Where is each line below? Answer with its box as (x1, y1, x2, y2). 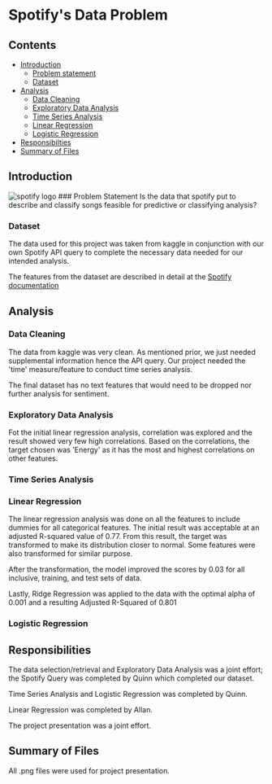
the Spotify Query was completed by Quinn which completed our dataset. (8, 673, 255, 683)
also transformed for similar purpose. (8, 549, 133, 558)
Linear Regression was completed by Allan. (8, 705, 153, 715)
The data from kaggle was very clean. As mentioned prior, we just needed (8, 347, 256, 357)
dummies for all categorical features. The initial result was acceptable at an (8, 523, 260, 532)
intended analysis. (8, 256, 70, 266)
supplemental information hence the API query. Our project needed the (8, 356, 246, 366)
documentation (8, 281, 59, 291)
